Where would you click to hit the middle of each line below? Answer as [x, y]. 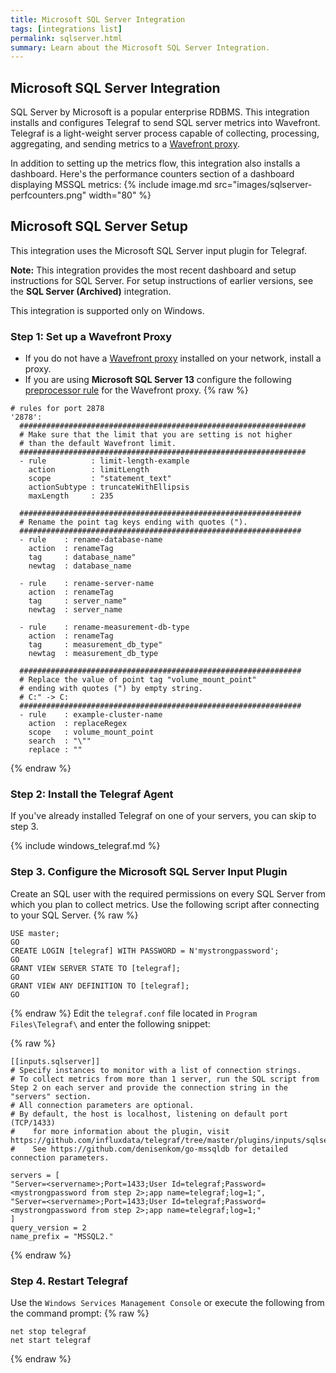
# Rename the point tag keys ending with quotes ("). [133, 522]
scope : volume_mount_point [91, 732]
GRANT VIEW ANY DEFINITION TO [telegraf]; [100, 986]
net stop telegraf [48, 1332]
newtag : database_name [80, 566]
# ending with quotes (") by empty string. [111, 689]
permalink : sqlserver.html [66, 38]
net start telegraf [51, 1341]
